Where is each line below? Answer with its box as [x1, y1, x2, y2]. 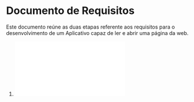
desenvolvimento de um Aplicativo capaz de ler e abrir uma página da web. [6, 29, 189, 36]
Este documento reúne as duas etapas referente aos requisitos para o [6, 23, 175, 30]
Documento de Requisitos [6, 4, 135, 17]
